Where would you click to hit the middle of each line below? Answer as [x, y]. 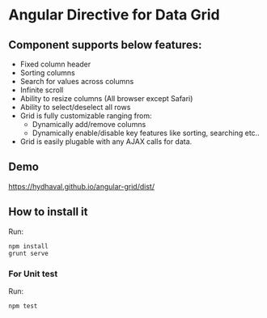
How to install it [48, 212]
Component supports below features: [105, 45]
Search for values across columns [77, 81]
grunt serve [28, 253]
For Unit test [33, 273]
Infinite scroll [42, 90]
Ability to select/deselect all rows [75, 107]
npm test [23, 306]
